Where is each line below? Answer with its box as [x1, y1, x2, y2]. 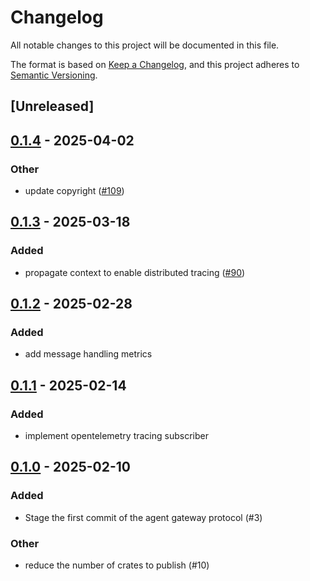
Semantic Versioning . [10, 69, 98, 81]
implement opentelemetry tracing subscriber [24, 430, 209, 442]
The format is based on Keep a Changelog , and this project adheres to [10, 58, 300, 70]
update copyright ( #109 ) [24, 185, 125, 197]
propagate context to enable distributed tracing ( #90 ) [24, 266, 246, 278]
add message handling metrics [24, 348, 153, 360]
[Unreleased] [10, 98, 95, 115]
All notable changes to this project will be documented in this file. [10, 39, 280, 51]
